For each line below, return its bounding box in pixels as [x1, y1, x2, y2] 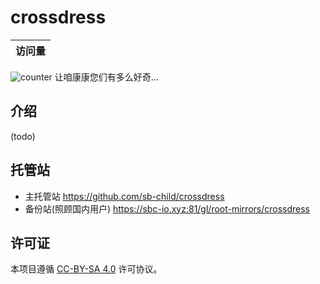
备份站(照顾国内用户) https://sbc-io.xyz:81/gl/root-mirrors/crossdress [24, 202, 311, 215]
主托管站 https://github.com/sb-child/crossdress [24, 190, 225, 202]
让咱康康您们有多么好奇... [54, 71, 159, 83]
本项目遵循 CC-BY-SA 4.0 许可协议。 [10, 263, 163, 275]
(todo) [10, 130, 36, 142]
